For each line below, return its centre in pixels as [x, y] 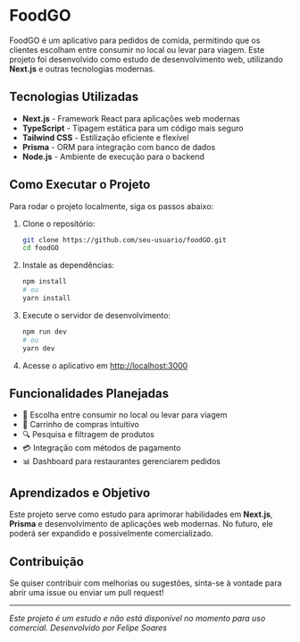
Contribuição [47, 561]
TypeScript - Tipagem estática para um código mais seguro [133, 128]
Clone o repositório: [58, 224]
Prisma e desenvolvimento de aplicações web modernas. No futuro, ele [142, 524]
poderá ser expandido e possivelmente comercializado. [111, 534]
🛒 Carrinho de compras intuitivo [81, 425]
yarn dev [38, 348]
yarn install [46, 299]
